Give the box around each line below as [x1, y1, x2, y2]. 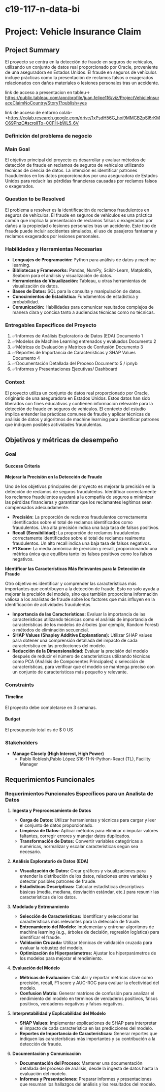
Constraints [5, 681, 34, 688]
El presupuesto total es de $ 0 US [5, 727, 73, 733]
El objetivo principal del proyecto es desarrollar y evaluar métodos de [5, 157, 146, 163]
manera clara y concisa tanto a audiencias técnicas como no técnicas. [12, 309, 155, 315]
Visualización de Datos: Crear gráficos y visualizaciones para [19, 868, 146, 874]
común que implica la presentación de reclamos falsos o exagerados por [5, 217, 153, 223]
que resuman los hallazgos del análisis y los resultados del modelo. [19, 1081, 156, 1087]
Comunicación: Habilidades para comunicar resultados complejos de [12, 304, 154, 310]
